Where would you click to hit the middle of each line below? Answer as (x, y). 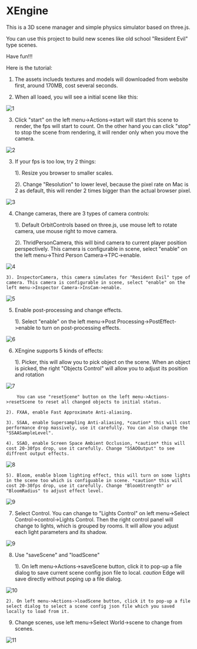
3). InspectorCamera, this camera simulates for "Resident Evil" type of (98, 277)
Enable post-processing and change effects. (68, 310)
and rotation (29, 374)
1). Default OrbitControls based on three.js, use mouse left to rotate (96, 225)
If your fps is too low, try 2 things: (55, 161)
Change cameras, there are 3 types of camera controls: (82, 213)
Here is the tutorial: (29, 68)
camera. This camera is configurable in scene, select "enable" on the (96, 282)
